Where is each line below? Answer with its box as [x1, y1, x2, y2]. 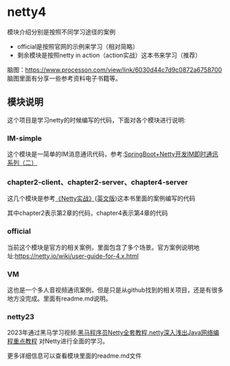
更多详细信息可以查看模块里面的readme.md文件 [7, 352, 142, 360]
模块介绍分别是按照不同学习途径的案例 [7, 28, 115, 36]
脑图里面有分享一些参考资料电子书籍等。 [7, 74, 122, 83]
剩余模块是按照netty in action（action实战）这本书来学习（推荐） [16, 51, 202, 59]
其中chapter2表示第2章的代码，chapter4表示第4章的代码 [7, 209, 168, 217]
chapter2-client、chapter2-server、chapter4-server [7, 177, 188, 186]
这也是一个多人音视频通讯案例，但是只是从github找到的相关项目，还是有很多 [7, 286, 224, 294]
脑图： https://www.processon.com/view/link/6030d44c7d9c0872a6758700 [7, 65, 222, 74]
